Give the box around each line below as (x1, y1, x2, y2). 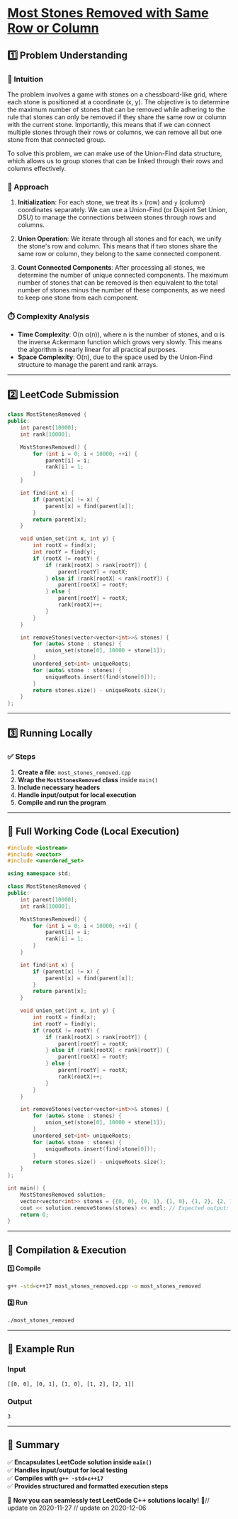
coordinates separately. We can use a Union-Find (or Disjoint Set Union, (17, 206, 228, 214)
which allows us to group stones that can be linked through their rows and (7, 156, 223, 165)
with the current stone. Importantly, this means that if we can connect (7, 120, 211, 128)
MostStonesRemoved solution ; (20, 1191, 106, 1198)
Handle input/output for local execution (17, 790, 137, 799)
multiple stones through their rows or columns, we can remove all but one (7, 128, 222, 136)
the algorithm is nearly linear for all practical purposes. (17, 346, 178, 354)
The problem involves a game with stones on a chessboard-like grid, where (7, 90, 227, 99)
